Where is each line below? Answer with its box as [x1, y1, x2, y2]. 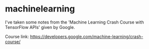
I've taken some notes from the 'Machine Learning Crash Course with [5, 19, 144, 25]
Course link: [5, 34, 29, 39]
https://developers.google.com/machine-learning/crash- [30, 34, 144, 39]
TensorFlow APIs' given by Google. [5, 24, 75, 30]
